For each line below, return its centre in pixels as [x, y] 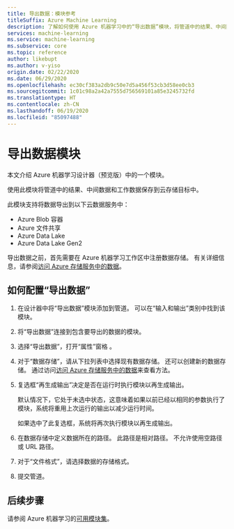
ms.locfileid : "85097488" [45, 117]
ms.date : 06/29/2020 [37, 78]
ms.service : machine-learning [51, 40]
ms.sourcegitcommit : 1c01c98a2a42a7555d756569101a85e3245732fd [101, 91]
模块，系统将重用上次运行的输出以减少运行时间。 [87, 408]
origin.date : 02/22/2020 [43, 72]
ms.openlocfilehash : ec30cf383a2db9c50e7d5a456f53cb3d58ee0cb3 [101, 85]
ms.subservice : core [37, 46]
